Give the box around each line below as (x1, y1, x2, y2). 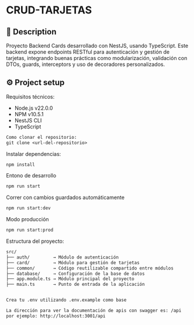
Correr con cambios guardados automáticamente (6, 194, 124, 201)
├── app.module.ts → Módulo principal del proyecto (6, 276, 134, 282)
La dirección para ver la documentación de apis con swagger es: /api (6, 307, 182, 314)
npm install (6, 162, 35, 167)
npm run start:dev (6, 205, 51, 211)
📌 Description (6, 27, 57, 37)
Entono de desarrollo (6, 172, 57, 179)
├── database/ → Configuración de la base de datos (6, 271, 145, 277)
